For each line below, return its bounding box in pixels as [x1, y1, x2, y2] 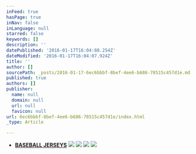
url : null [11, 102, 36, 109]
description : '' [6, 42, 46, 48]
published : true [6, 75, 46, 81]
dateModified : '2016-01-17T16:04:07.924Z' [6, 53, 113, 59]
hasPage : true [6, 14, 42, 20]
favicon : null [11, 108, 46, 114]
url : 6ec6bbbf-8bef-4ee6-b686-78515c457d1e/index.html [6, 114, 145, 120]
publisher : [6, 86, 33, 92]
